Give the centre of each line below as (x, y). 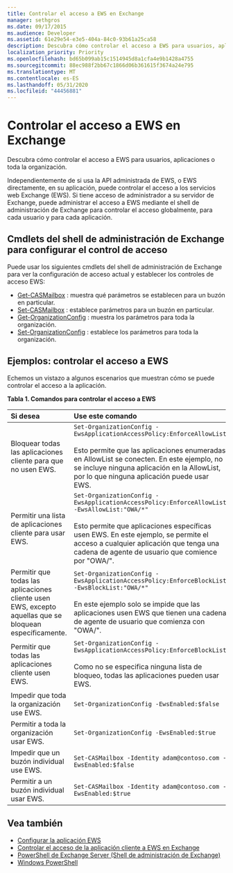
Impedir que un (35, 753)
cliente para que (37, 461)
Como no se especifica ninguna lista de (138, 667)
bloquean (26, 624)
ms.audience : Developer (42, 33)
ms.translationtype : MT (42, 72)
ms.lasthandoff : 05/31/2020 (48, 85)
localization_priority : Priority (55, 53)
